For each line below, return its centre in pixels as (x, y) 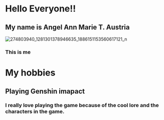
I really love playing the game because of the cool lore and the (82, 105)
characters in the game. (35, 111)
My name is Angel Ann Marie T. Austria (67, 27)
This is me (18, 52)
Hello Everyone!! (41, 9)
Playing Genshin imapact (45, 91)
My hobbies (30, 73)
